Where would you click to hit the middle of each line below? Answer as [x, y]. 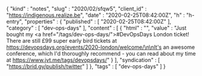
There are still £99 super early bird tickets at [62, 41]
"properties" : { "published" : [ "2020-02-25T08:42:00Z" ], [98, 21]
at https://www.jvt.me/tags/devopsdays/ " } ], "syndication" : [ [83, 60]
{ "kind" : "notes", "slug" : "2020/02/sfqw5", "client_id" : [76, 9]
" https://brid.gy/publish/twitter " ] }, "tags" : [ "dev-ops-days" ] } [86, 66]
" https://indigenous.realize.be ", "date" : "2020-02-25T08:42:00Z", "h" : [96, 15]
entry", [15, 21]
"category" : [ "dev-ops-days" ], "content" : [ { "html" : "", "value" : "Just [96, 28]
